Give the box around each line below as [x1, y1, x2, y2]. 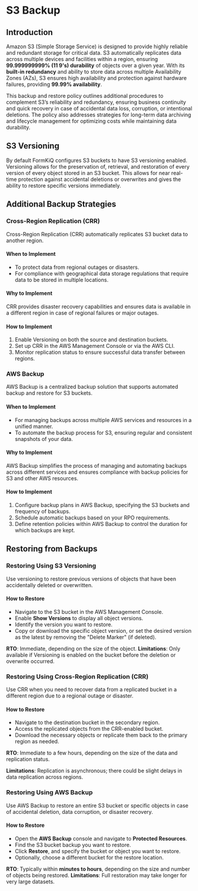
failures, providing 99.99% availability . [6, 81, 103, 88]
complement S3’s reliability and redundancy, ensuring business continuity [6, 99, 187, 106]
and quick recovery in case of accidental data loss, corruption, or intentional [6, 105, 193, 112]
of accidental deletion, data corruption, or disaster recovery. [6, 808, 153, 815]
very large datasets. [6, 878, 55, 885]
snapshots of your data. [14, 435, 73, 442]
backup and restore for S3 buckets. [6, 389, 93, 397]
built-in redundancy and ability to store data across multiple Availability [6, 68, 182, 75]
